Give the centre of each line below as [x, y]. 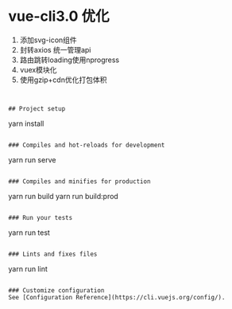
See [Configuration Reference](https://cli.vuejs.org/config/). [117, 297]
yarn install [26, 123]
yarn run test [29, 233]
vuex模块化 [38, 69]
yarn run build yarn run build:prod [64, 196]
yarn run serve [32, 159]
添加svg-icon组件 [48, 40]
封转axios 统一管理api [55, 49]
